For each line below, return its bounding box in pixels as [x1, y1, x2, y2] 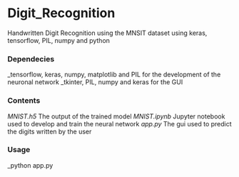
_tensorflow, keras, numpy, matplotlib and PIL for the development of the [7, 70, 221, 79]
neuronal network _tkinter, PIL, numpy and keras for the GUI [7, 78, 183, 86]
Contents [7, 96, 41, 106]
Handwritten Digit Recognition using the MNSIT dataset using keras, [7, 29, 208, 37]
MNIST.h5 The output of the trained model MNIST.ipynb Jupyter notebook [7, 112, 225, 121]
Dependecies [7, 54, 55, 64]
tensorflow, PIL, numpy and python [7, 36, 111, 44]
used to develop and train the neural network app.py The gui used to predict [7, 119, 232, 128]
